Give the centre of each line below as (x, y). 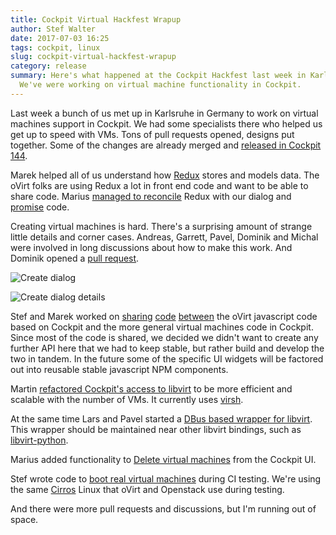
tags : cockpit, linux (55, 47)
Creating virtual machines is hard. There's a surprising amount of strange (161, 226)
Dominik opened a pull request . (75, 258)
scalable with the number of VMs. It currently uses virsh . (127, 399)
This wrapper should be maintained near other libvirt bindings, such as (156, 429)
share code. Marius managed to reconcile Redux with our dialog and (151, 196)
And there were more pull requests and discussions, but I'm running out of (163, 508)
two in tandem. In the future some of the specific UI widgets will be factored (167, 358)
